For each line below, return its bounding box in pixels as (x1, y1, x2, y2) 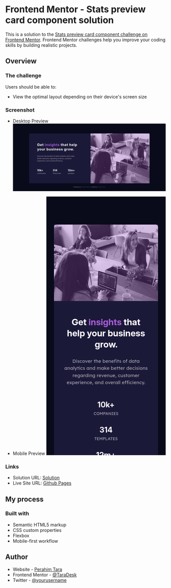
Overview (5, 57, 37, 66)
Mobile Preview (12, 450, 45, 457)
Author (5, 553, 28, 562)
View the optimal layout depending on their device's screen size (12, 93, 147, 100)
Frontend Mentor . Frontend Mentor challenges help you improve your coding (5, 37, 166, 43)
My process (5, 495, 44, 503)
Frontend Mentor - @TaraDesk (12, 572, 77, 578)
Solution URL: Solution (12, 475, 60, 481)
